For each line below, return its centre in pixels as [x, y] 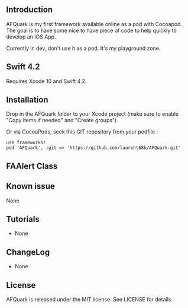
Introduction [30, 10]
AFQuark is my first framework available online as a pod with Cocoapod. [94, 24]
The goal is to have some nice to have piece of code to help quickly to [92, 30]
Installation [27, 100]
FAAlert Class [32, 166]
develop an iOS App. [31, 36]
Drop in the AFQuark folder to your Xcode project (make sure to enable [93, 114]
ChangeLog [28, 252]
